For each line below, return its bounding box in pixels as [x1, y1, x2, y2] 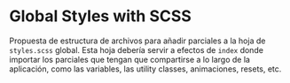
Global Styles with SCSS [9, 6, 192, 26]
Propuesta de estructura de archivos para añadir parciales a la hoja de [9, 35, 266, 46]
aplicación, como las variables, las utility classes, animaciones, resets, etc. [9, 64, 282, 74]
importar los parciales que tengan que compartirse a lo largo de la [9, 54, 251, 64]
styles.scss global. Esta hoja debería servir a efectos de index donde [9, 44, 264, 55]
